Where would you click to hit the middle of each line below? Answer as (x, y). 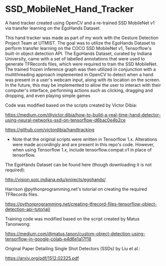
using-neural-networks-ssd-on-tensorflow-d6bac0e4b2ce (65, 120)
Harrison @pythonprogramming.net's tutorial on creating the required (76, 189)
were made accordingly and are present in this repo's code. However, (83, 144)
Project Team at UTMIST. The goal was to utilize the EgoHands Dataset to (80, 43)
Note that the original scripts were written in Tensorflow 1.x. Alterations (85, 139)
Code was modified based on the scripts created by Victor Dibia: (71, 105)
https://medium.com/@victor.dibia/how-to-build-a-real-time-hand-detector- (83, 114)
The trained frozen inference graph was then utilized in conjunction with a (81, 69)
